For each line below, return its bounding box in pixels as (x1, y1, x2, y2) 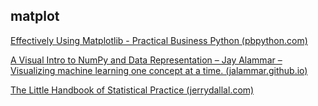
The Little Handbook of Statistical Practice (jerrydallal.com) (10, 84, 255, 96)
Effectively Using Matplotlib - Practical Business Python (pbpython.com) (10, 34, 308, 46)
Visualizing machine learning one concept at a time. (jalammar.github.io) (10, 64, 308, 76)
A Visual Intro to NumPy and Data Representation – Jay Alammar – (10, 54, 283, 66)
